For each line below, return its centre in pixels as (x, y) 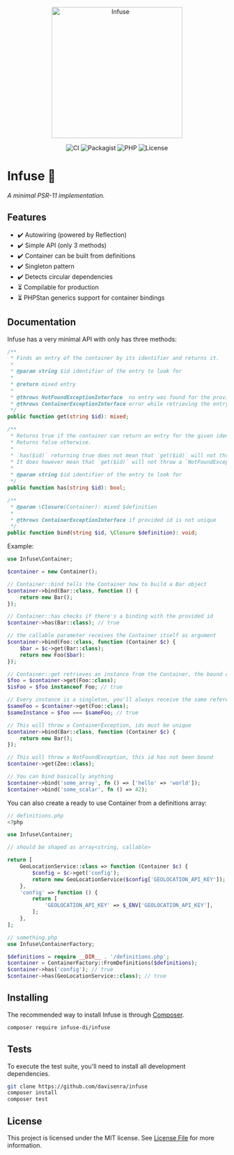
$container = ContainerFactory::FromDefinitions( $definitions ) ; (102, 963)
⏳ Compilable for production (58, 287)
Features (27, 218)
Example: (21, 546)
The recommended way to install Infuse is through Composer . (96, 1015)
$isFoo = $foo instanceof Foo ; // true (65, 687)
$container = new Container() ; (53, 572)
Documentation (42, 322)
